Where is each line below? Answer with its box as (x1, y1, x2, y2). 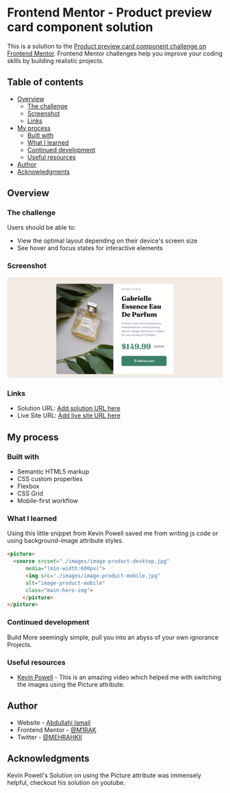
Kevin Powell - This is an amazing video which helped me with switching (16, 673, 222, 681)
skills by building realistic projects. (7, 56, 104, 64)
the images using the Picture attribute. (16, 680, 125, 688)
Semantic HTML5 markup (16, 467, 90, 476)
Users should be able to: (7, 223, 77, 232)
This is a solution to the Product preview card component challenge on (7, 42, 207, 50)
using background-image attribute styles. (7, 537, 124, 545)
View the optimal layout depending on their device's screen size (16, 236, 198, 245)
